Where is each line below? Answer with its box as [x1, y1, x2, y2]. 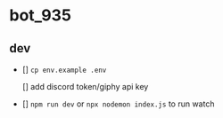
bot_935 [9, 5, 71, 26]
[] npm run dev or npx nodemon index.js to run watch [21, 98, 215, 109]
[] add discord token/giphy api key [21, 82, 149, 91]
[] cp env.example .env [21, 64, 107, 75]
